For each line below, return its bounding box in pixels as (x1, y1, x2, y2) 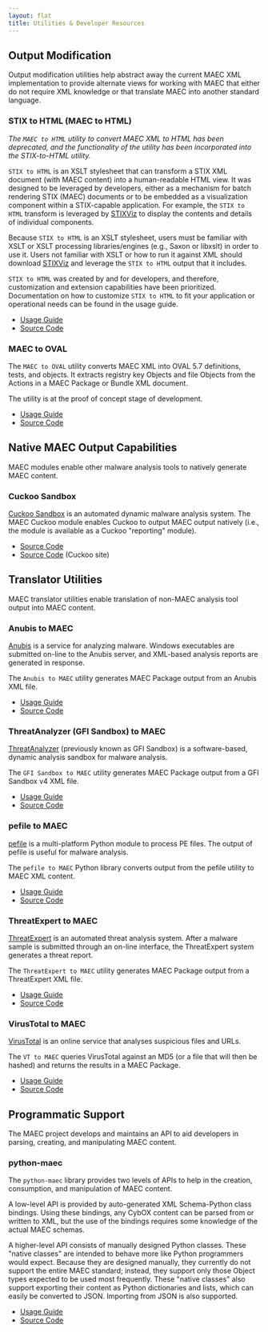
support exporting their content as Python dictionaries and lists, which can (8, 1283, 254, 1293)
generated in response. (8, 658, 86, 668)
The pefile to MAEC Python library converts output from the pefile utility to (8, 862, 254, 872)
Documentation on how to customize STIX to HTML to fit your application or (8, 290, 255, 300)
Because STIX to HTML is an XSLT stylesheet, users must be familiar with (8, 233, 248, 242)
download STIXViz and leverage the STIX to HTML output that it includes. (8, 258, 247, 268)
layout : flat (8, 11, 52, 20)
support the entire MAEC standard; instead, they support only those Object (8, 1266, 256, 1276)
